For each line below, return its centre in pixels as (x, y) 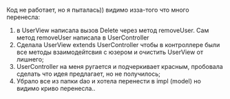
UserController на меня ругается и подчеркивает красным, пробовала (119, 67)
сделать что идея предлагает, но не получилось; (88, 74)
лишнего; (30, 59)
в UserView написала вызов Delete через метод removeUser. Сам (113, 30)
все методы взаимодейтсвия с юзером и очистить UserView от (110, 52)
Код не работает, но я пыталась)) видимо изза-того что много (98, 10)
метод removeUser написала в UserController (83, 38)
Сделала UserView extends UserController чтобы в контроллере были (118, 45)
